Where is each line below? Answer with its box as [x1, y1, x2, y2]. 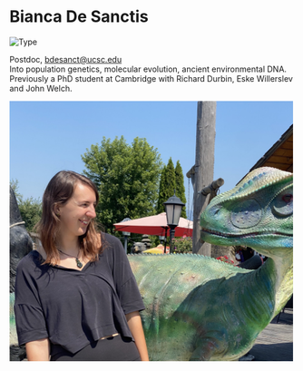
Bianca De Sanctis [9, 6, 149, 27]
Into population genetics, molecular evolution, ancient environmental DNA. [9, 63, 288, 74]
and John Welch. [9, 83, 73, 93]
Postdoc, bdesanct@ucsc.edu [9, 54, 122, 64]
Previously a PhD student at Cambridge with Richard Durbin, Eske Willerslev [9, 73, 293, 83]
